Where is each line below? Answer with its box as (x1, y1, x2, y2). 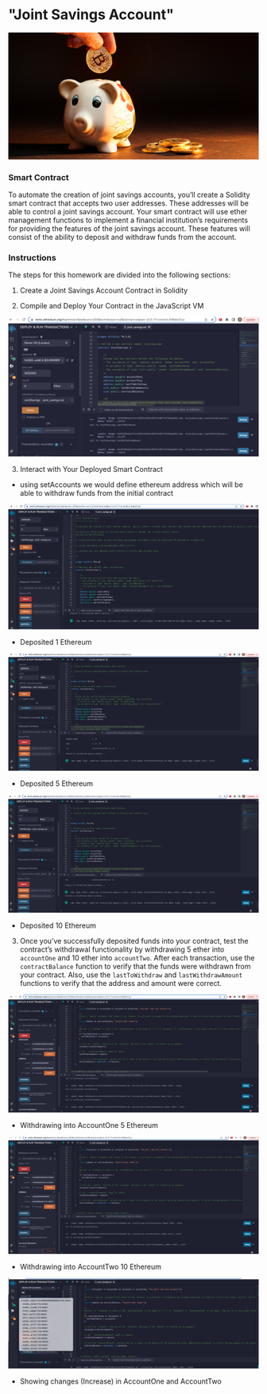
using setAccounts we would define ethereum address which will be (19, 480, 244, 489)
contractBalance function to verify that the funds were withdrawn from (19, 961, 252, 971)
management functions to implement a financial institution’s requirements (8, 215, 249, 225)
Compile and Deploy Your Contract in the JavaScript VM (19, 301, 204, 311)
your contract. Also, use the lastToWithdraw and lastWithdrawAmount (19, 970, 243, 980)
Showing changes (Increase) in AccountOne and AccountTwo (19, 1376, 222, 1386)
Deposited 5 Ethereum (19, 779, 94, 788)
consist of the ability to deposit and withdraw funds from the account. (8, 233, 237, 242)
